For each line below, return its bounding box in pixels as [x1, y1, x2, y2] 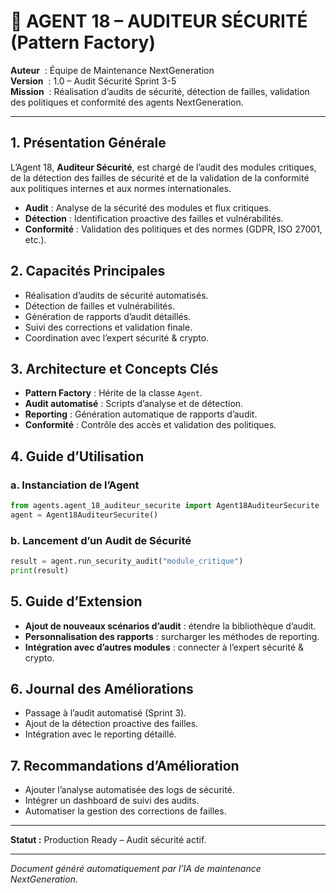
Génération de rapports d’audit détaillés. [24, 310, 192, 322]
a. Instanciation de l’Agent [10, 478, 140, 492]
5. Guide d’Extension [10, 593, 143, 610]
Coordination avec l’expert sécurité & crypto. [24, 331, 210, 344]
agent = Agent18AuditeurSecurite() [10, 510, 159, 520]
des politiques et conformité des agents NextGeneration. [10, 96, 244, 108]
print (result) [10, 565, 70, 575]
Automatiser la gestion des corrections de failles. [24, 805, 227, 817]
